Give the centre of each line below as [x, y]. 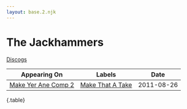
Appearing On [42, 74]
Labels [106, 74]
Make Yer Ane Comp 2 [42, 85]
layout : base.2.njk [31, 12]
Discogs [17, 59]
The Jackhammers [55, 42]
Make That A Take [106, 85]
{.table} [16, 100]
